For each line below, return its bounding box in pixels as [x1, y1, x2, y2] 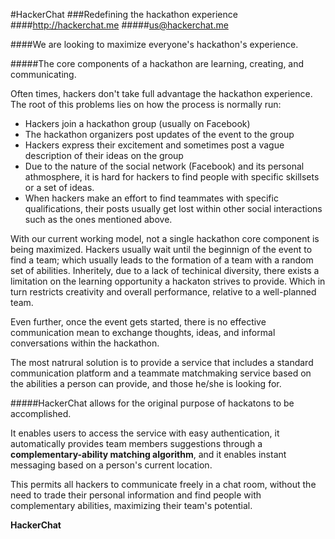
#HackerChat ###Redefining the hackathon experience [10, 9, 238, 20]
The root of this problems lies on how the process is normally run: [10, 99, 282, 110]
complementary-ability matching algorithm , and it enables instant [10, 449, 287, 460]
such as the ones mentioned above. [24, 214, 173, 225]
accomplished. [10, 408, 72, 419]
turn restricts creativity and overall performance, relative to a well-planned [10, 286, 317, 298]
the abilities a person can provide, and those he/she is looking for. [10, 378, 282, 389]
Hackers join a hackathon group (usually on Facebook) [24, 118, 251, 129]
